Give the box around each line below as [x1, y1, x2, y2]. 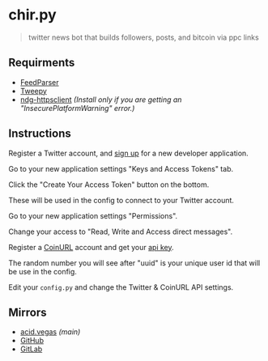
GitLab [19, 344, 43, 354]
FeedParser [19, 77, 59, 87]
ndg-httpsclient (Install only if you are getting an [19, 95, 182, 104]
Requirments [8, 56, 75, 70]
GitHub [19, 336, 45, 346]
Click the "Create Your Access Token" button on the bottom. [8, 180, 210, 189]
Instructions [8, 127, 71, 141]
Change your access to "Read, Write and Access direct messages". [8, 227, 233, 236]
